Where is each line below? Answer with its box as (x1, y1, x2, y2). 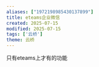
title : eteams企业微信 (6, 14, 60, 21)
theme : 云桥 (6, 37, 35, 43)
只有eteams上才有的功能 (6, 54, 68, 61)
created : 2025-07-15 (6, 20, 59, 26)
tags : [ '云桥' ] (6, 31, 43, 37)
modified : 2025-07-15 (6, 25, 61, 32)
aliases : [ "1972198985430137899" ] (6, 8, 94, 15)
